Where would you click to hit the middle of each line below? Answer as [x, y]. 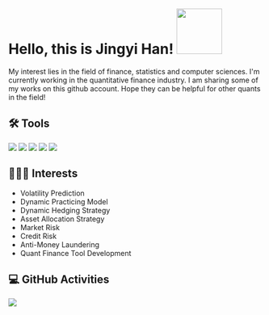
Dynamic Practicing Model [64, 201]
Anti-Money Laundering [59, 244]
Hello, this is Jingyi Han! [91, 49]
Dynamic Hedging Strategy [65, 210]
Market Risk [40, 227]
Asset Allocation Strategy [62, 219]
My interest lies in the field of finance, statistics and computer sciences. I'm [134, 71]
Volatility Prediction [52, 193]
